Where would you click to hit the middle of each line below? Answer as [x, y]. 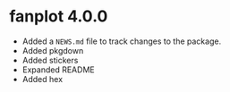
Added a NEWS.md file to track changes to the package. [122, 41]
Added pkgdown [53, 50]
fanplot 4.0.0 [59, 17]
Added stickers [50, 60]
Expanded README [59, 70]
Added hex [43, 79]
